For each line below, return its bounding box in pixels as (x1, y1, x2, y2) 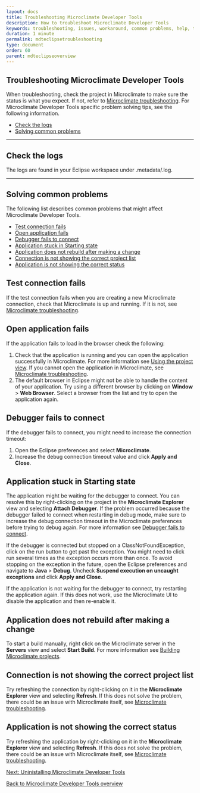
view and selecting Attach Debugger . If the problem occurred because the (6, 505, 190, 512)
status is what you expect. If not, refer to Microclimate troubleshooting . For (6, 97, 190, 104)
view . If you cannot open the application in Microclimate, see (14, 364, 164, 371)
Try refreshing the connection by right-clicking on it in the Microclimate (6, 686, 183, 693)
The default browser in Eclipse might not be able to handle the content (14, 377, 188, 384)
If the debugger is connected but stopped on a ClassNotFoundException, (6, 542, 186, 549)
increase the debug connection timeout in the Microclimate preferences (6, 518, 182, 525)
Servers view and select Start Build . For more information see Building (6, 646, 180, 654)
